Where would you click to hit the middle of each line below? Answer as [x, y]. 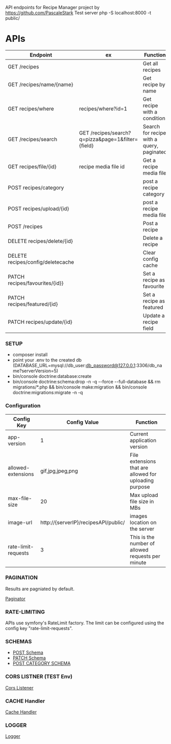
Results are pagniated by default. [40, 589]
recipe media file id [102, 167]
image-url [20, 522]
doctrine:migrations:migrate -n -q [48, 393]
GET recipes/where [31, 108]
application [143, 440]
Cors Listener [20, 687]
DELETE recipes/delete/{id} [40, 241]
